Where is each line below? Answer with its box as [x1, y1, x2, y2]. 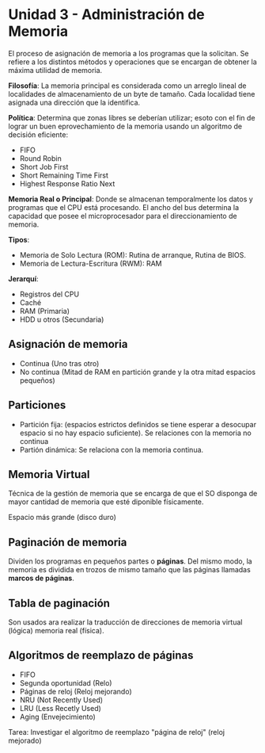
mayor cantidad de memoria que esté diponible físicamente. [8, 497, 204, 506]
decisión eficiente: [8, 129, 69, 140]
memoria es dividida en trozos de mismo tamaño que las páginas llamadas [8, 565, 251, 575]
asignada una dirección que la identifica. [8, 97, 141, 107]
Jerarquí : [8, 273, 39, 283]
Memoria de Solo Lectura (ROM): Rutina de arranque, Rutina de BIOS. [19, 250, 247, 259]
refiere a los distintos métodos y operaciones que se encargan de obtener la [8, 57, 257, 67]
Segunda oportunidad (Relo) [19, 678, 112, 687]
